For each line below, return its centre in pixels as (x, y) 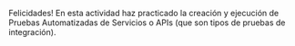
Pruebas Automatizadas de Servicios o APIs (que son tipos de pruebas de (147, 23)
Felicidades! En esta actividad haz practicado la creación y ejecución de (144, 13)
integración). (32, 32)
